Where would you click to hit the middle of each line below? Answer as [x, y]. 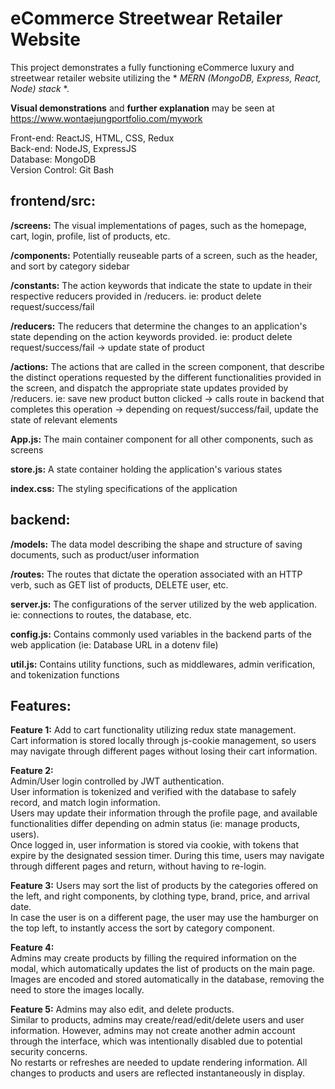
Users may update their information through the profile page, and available [164, 813]
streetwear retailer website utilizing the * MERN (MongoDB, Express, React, [166, 78]
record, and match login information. [85, 803]
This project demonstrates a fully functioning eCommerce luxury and [152, 67]
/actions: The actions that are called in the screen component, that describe [167, 366]
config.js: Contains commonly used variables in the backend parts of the [161, 634]
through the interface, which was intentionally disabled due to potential [156, 1041]
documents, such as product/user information [105, 554]
